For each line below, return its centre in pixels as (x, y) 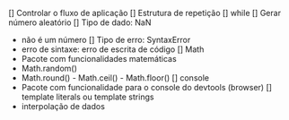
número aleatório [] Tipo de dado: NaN (80, 22)
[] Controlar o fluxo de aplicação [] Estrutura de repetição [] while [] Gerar (145, 13)
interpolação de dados (63, 106)
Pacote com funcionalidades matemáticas (99, 59)
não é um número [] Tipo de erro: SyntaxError (106, 40)
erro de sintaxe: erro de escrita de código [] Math (113, 49)
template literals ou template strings (88, 97)
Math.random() (49, 68)
